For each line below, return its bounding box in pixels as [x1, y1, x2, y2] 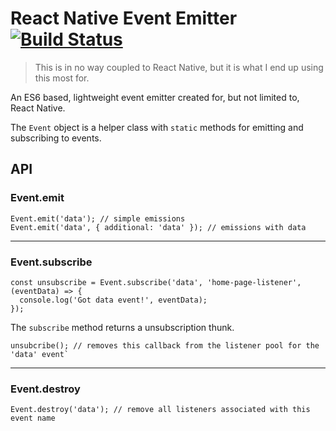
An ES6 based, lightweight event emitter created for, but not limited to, [10, 91, 300, 103]
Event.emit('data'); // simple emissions [10, 213, 186, 224]
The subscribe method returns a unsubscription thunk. [10, 321, 235, 333]
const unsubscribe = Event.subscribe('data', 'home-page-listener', [10, 277, 302, 287]
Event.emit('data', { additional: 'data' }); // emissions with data [10, 222, 307, 232]
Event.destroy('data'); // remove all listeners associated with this [10, 405, 311, 415]
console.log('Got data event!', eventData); [19, 295, 208, 305]
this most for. [34, 72, 90, 84]
